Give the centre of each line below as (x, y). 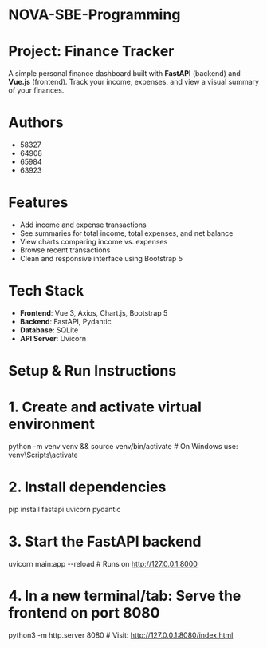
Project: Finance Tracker (91, 52)
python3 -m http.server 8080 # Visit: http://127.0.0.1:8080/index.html (121, 635)
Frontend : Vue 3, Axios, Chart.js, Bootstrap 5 (94, 312)
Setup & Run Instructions (92, 371)
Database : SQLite (49, 330)
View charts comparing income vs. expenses (94, 242)
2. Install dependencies (87, 487)
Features (38, 203)
